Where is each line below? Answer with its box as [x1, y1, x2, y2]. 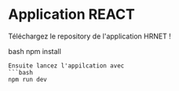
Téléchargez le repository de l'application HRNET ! [8, 31, 171, 41]
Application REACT [8, 5, 135, 24]
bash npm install [8, 46, 61, 56]
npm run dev [8, 75, 47, 83]
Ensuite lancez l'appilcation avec [8, 61, 125, 70]
